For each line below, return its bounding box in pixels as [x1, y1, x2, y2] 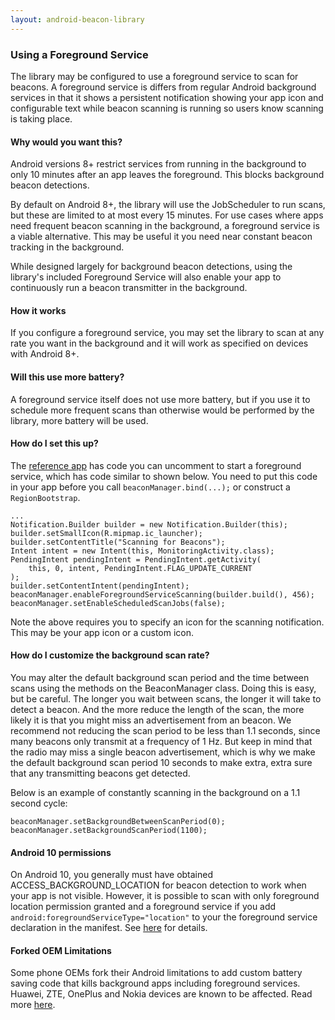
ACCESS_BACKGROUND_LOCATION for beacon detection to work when [10, 879, 307, 891]
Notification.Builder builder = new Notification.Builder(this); [10, 519, 288, 530]
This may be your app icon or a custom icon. [10, 626, 195, 638]
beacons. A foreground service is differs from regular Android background [10, 81, 317, 93]
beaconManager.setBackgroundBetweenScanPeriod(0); [10, 816, 226, 826]
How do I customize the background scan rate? [10, 649, 210, 661]
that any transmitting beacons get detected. [10, 767, 191, 779]
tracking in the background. [10, 241, 125, 253]
